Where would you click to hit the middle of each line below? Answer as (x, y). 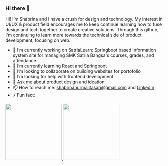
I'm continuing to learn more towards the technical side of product (73, 35)
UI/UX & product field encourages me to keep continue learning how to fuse (84, 24)
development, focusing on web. (38, 40)
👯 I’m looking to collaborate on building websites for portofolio (77, 71)
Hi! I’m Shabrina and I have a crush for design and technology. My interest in (84, 19)
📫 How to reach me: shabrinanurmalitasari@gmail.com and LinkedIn (83, 88)
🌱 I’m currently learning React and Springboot (60, 66)
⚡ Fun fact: (24, 95)
